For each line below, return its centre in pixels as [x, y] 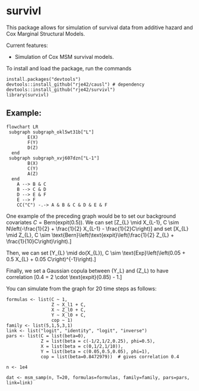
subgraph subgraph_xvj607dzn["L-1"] [54, 158]
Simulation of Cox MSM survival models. [64, 57]
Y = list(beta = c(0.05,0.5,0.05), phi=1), [95, 351]
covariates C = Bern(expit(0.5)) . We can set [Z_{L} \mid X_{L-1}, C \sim [93, 222]
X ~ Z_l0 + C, [69, 310]
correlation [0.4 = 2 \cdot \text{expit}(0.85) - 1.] [64, 277]
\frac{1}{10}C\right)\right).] [39, 241]
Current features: [27, 45]
